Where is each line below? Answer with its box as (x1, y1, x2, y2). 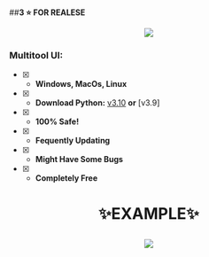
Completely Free (35, 173, 98, 183)
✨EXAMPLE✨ (98, 204, 199, 224)
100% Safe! (35, 116, 80, 127)
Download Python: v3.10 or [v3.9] (35, 97, 160, 108)
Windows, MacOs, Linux (35, 79, 128, 90)
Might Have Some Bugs (35, 154, 124, 165)
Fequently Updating (35, 136, 111, 146)
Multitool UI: (9, 49, 64, 61)
